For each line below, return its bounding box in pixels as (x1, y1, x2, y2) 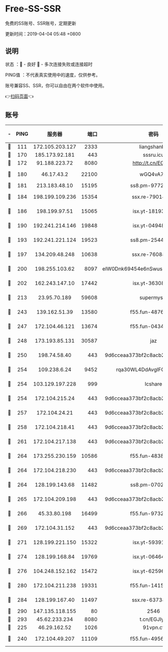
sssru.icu (142, 151, 164, 158)
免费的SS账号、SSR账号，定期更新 (5, 20, 76, 26)
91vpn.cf (142, 624, 164, 631)
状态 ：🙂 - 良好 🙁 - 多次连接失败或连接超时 (5, 61, 92, 67)
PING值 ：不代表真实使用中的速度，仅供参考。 (5, 72, 100, 78)
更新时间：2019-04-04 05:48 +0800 (5, 31, 81, 37)
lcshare (144, 380, 162, 387)
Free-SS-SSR (5, 3, 61, 15)
